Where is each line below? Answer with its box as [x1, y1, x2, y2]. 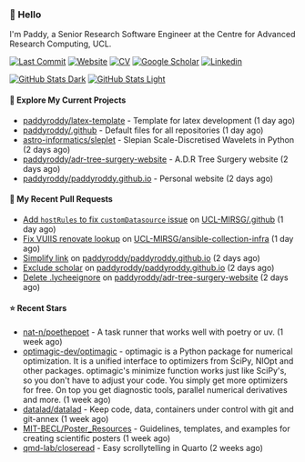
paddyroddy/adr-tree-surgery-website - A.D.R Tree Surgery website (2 [22, 154, 289, 165]
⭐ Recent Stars [9, 303, 67, 314]
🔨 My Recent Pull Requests [9, 194, 114, 205]
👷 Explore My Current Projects [9, 95, 127, 105]
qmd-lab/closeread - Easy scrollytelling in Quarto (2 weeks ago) [22, 442, 264, 453]
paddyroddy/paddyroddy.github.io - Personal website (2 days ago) [22, 173, 274, 184]
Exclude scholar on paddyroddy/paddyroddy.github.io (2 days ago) [22, 262, 275, 273]
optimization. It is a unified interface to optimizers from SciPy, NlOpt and [22, 355, 294, 367]
